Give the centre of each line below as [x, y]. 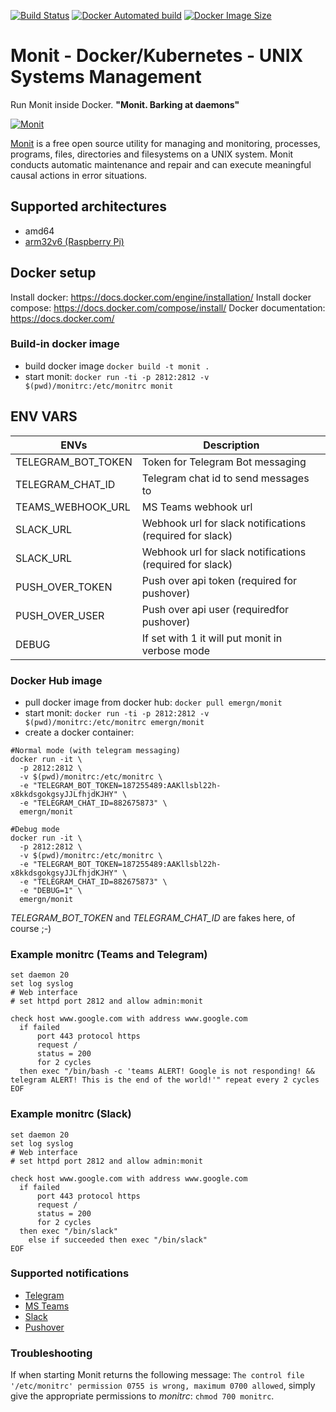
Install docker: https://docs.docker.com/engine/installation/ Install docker [161, 297]
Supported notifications [70, 1273]
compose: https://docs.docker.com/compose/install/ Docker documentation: [168, 307]
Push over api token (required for [219, 580]
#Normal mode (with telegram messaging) [96, 750]
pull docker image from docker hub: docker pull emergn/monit [153, 702]
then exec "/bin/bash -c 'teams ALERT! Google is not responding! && [167, 1071]
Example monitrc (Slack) [71, 1114]
